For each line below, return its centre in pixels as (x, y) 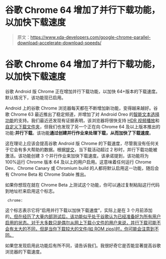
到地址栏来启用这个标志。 (31, 191)
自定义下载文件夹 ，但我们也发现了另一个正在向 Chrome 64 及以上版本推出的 (83, 126)
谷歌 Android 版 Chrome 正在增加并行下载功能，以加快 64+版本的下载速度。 (83, 91)
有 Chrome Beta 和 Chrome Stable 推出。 (47, 174)
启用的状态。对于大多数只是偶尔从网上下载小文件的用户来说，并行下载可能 (81, 222)
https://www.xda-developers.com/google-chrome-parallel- (91, 37)
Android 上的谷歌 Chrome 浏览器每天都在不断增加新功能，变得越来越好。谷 (82, 108)
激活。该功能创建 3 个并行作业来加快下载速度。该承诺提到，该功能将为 (77, 155)
